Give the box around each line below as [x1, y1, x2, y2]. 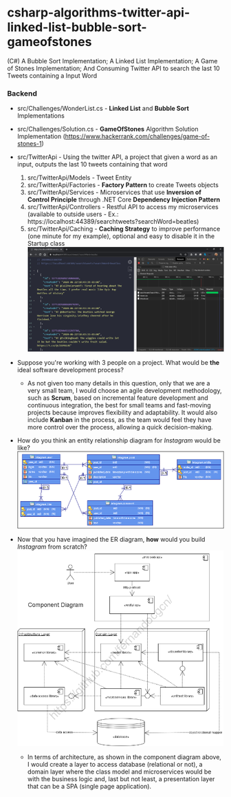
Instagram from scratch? [16, 542, 87, 551]
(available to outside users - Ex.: [27, 210, 119, 218]
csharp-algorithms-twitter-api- [7, 5, 190, 21]
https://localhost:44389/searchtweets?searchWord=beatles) [27, 217, 199, 226]
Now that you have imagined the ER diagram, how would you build [16, 535, 206, 544]
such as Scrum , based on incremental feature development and [27, 394, 208, 402]
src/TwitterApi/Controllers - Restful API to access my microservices [27, 203, 219, 211]
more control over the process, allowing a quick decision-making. [27, 423, 213, 432]
